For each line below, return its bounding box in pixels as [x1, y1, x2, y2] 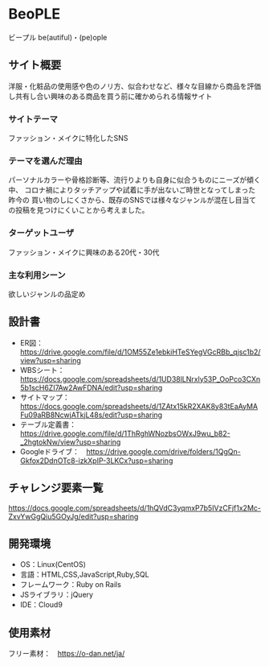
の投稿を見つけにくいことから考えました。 [8, 205, 149, 215]
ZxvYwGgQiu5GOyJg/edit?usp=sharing [8, 511, 139, 521]
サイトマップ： [19, 392, 70, 402]
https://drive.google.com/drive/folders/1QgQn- [86, 446, 241, 456]
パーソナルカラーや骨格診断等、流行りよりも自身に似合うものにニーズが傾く [8, 175, 261, 185]
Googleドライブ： [19, 446, 80, 456]
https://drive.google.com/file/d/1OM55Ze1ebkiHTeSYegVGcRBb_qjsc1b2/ [19, 347, 261, 357]
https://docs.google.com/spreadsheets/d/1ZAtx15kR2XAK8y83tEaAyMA [19, 401, 259, 411]
